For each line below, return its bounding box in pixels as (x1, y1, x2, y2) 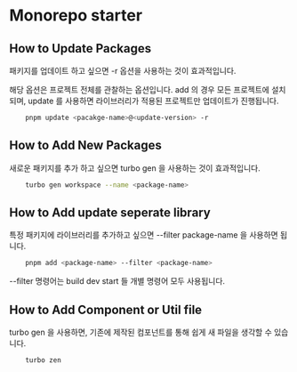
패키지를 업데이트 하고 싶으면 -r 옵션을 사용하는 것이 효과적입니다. (9, 66, 237, 76)
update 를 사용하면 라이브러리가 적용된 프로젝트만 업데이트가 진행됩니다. (28, 95, 279, 106)
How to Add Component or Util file (9, 302, 203, 317)
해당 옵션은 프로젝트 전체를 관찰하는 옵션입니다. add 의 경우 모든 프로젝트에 (9, 85, 269, 94)
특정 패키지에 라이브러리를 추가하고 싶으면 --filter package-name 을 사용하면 (9, 230, 278, 240)
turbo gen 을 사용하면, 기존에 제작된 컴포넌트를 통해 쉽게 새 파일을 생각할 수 (9, 327, 273, 338)
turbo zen (25, 356, 62, 365)
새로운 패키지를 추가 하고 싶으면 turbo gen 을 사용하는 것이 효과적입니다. (9, 162, 261, 174)
